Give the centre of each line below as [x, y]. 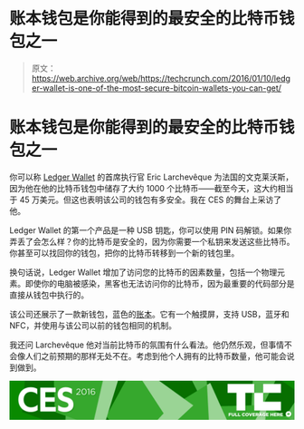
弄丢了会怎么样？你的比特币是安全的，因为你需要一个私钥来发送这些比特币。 [152, 241]
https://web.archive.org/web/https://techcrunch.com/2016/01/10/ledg [161, 78]
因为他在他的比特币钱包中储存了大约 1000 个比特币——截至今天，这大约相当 [152, 188]
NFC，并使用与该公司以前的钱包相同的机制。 [93, 325]
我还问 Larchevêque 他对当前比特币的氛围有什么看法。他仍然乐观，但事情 [147, 345]
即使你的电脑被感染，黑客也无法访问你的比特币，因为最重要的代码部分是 [160, 283]
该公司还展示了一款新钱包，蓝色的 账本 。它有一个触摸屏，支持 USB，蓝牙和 [149, 314]
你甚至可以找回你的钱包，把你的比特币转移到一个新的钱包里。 [124, 253]
